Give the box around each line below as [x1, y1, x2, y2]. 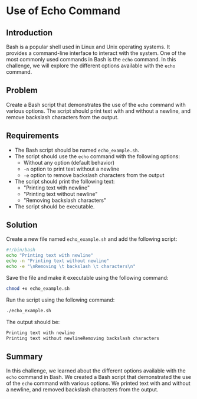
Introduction [6, 28, 53, 38]
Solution [6, 220, 38, 230]
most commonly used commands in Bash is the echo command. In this [6, 56, 176, 63]
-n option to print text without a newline [23, 165, 120, 172]
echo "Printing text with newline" [6, 253, 94, 259]
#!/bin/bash [6, 247, 35, 253]
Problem [6, 86, 38, 96]
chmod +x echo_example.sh [6, 285, 70, 292]
